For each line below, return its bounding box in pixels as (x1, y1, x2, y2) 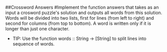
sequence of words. (12, 41, 55, 47)
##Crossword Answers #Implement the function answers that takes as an (5, 5, 159, 10)
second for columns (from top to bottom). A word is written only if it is (5, 20, 151, 26)
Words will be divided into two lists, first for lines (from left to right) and (5, 15, 154, 21)
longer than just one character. (5, 26, 70, 32)
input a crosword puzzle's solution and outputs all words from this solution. (5, 10, 162, 16)
